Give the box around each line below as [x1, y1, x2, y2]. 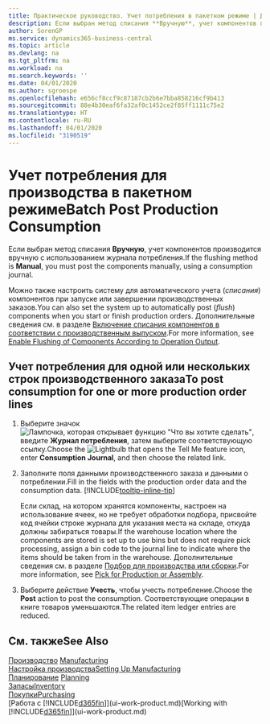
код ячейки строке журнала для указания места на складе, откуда [19, 518, 251, 528]
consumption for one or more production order [8, 385, 247, 398]
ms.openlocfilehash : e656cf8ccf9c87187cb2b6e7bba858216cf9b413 [8, 94, 225, 102]
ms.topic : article [8, 42, 70, 50]
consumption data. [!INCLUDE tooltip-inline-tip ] [19, 486, 175, 496]
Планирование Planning [8, 673, 90, 682]
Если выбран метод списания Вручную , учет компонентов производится [8, 244, 261, 253]
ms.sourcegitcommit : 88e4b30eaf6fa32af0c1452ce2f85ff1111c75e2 [8, 101, 225, 109]
